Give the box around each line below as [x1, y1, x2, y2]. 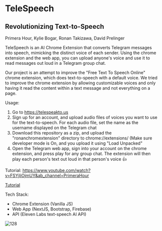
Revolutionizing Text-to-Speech [5, 22, 105, 31]
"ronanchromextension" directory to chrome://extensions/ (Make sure [12, 135, 152, 141]
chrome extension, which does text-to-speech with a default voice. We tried [5, 75, 158, 80]
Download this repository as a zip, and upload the [12, 130, 112, 135]
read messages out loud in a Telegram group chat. [5, 60, 106, 66]
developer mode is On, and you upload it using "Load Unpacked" [12, 140, 143, 146]
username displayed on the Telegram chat [12, 125, 97, 131]
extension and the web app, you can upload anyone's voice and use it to [5, 55, 150, 61]
